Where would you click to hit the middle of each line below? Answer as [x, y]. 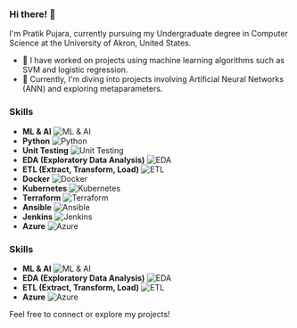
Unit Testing [45, 150]
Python [36, 141]
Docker [36, 178]
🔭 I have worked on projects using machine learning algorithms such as [153, 61]
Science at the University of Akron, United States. [100, 43]
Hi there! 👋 [33, 14]
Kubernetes [45, 188]
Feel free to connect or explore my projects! [90, 314]
